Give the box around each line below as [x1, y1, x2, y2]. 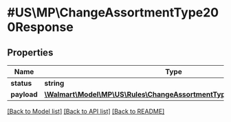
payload [10, 90, 38, 99]
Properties [7, 47, 54, 58]
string [44, 79, 65, 88]
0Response [7, 19, 74, 35]
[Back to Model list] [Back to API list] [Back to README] [7, 108, 165, 115]
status [10, 79, 32, 88]
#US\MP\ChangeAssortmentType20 [7, 5, 219, 21]
